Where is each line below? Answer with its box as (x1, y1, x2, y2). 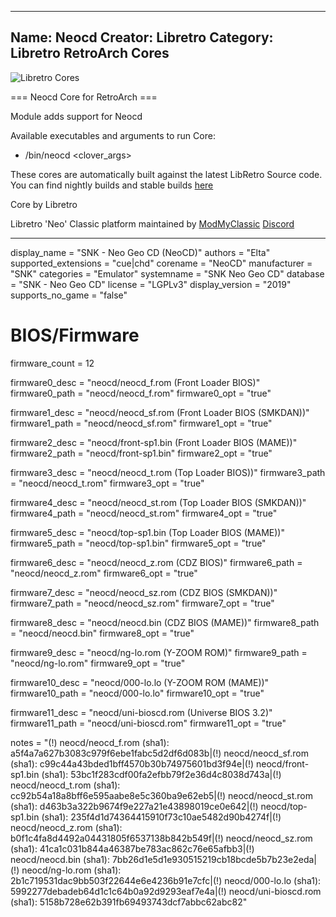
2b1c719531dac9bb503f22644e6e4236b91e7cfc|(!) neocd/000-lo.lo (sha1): (10, 874, 322, 886)
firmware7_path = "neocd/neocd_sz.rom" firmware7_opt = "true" (10, 597, 275, 609)
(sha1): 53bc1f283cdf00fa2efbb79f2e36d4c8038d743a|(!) (41, 768, 282, 780)
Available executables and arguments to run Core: (10, 129, 216, 141)
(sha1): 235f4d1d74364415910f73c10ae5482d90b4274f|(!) (41, 811, 282, 823)
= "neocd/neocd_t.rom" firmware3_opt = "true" (10, 477, 205, 489)
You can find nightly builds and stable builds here (10, 179, 214, 191)
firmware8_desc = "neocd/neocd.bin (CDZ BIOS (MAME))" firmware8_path (10, 616, 320, 628)
